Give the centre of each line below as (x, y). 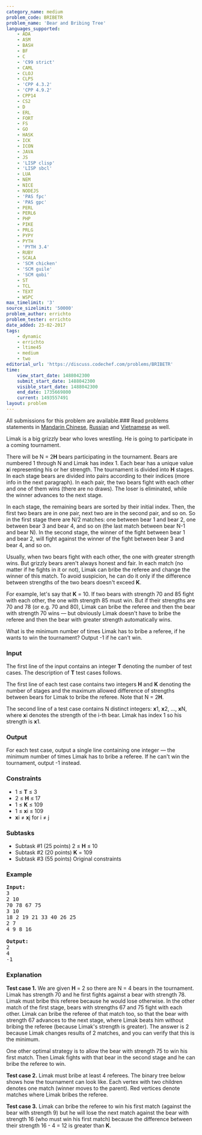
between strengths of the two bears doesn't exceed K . (74, 582)
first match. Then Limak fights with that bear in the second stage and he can (101, 1057)
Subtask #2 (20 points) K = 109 (54, 853)
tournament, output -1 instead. (44, 763)
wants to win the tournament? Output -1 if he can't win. (74, 637)
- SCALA (26, 258)
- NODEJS (28, 191)
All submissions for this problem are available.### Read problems (87, 420)
